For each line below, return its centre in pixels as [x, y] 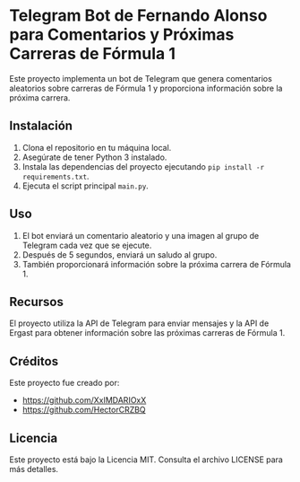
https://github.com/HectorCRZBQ [84, 410]
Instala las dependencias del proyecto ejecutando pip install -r [143, 166]
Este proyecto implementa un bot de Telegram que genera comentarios [141, 78]
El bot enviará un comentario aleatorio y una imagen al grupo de [141, 235]
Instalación [41, 126]
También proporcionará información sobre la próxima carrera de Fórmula [156, 264]
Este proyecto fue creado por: [64, 383]
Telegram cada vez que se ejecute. [87, 245]
